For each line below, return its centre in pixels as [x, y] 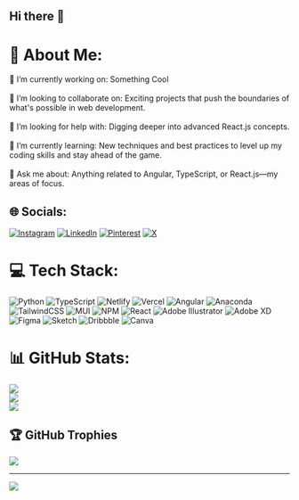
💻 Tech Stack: [64, 270]
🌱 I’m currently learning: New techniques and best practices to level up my [146, 146]
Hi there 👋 [37, 16]
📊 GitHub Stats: [70, 358]
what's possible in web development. [77, 108]
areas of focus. [37, 184]
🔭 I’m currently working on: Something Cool [89, 79]
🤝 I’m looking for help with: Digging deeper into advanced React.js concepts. [149, 127]
